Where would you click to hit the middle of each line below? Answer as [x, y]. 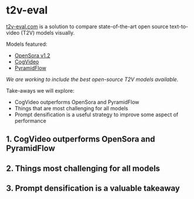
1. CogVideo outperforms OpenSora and [81, 139]
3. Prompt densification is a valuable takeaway [93, 188]
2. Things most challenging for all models [83, 168]
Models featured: [27, 44]
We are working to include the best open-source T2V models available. [92, 79]
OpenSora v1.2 [33, 55]
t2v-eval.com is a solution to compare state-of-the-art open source [87, 26]
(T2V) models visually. [48, 32]
